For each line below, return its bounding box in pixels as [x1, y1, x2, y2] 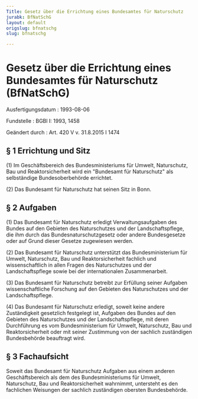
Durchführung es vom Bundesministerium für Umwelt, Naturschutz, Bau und [6, 322, 192, 329]
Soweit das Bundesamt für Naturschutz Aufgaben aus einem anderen [6, 367, 176, 374]
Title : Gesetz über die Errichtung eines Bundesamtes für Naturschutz [6, 8, 184, 15]
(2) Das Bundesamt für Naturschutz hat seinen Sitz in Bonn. [6, 186, 152, 193]
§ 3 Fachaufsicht [6, 352, 69, 362]
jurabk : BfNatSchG [6, 14, 51, 20]
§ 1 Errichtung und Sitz [6, 146, 90, 156]
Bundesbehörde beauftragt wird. [6, 335, 86, 342]
